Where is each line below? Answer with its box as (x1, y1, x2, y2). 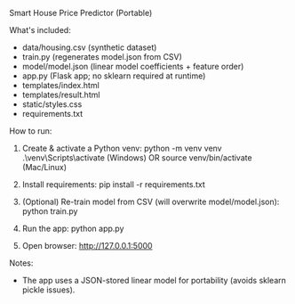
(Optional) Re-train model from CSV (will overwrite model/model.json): (21, 196, 280, 207)
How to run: (9, 126, 52, 136)
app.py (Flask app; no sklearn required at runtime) (21, 70, 206, 81)
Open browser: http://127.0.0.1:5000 (21, 241, 153, 251)
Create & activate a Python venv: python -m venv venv (21, 143, 222, 153)
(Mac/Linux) (21, 162, 68, 172)
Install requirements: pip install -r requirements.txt (21, 179, 206, 190)
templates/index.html (21, 80, 100, 90)
